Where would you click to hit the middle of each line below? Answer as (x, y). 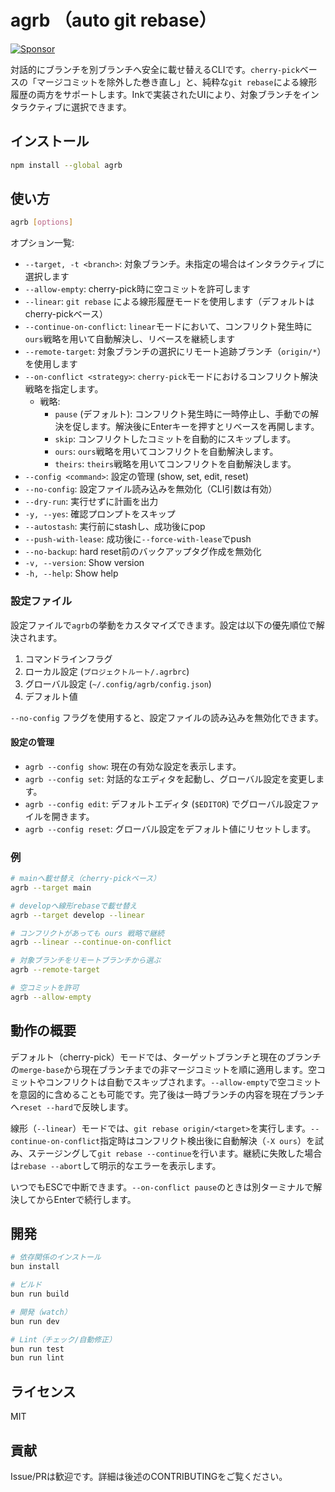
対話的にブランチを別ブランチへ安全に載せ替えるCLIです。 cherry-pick (155, 69)
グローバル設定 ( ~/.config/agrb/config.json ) (118, 683)
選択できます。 (101, 107)
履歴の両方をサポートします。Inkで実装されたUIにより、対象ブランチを (156, 94)
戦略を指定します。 (64, 389)
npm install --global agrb (66, 165)
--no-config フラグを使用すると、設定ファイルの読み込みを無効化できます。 (167, 717)
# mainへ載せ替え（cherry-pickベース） (86, 879)
